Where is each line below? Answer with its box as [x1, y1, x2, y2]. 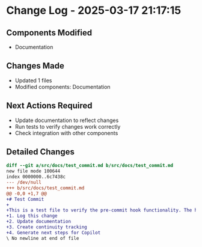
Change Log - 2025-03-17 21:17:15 [6, 4, 182, 17]
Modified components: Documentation [14, 83, 111, 90]
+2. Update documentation [6, 219, 71, 225]
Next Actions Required [6, 100, 93, 111]
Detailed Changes [6, 147, 75, 157]
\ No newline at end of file [6, 235, 79, 241]
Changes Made [6, 61, 64, 71]
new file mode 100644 [6, 168, 61, 174]
